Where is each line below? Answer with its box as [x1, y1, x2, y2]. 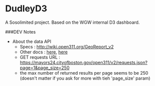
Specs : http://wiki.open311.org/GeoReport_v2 [19, 43, 114, 49]
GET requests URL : [19, 54, 61, 60]
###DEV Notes [5, 29, 36, 35]
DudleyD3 [5, 3, 47, 14]
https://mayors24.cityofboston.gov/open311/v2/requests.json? [19, 59, 148, 65]
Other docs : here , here [19, 49, 68, 55]
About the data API [12, 38, 51, 44]
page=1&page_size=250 [19, 65, 70, 71]
